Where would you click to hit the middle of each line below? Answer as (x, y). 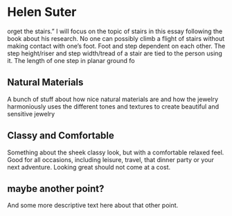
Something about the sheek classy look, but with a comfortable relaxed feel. (116, 152)
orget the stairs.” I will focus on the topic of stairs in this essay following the (115, 31)
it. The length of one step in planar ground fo (71, 60)
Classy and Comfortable (61, 136)
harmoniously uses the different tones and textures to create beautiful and (113, 106)
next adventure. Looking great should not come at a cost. (89, 167)
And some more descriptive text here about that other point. (93, 206)
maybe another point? (56, 189)
